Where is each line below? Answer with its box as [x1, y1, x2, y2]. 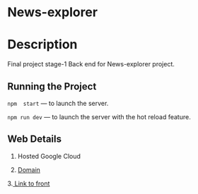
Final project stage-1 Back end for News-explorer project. [7, 60, 175, 68]
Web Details [7, 133, 62, 145]
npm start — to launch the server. [7, 99, 109, 107]
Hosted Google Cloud [17, 152, 81, 160]
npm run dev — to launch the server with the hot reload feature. [7, 112, 191, 121]
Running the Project [7, 80, 97, 92]
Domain [17, 165, 41, 174]
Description [7, 37, 78, 53]
